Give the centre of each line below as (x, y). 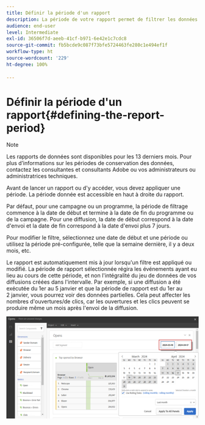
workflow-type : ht (30, 52)
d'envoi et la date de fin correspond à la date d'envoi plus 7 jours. (88, 226)
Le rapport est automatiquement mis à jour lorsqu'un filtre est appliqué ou (99, 262)
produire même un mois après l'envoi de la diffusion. (72, 308)
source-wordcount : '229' (38, 58)
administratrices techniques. (42, 176)
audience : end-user (31, 26)
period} (26, 128)
